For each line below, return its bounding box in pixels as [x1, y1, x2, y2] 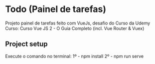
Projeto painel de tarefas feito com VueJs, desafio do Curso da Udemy [5, 20, 151, 26]
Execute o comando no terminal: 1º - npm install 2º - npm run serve [5, 53, 144, 59]
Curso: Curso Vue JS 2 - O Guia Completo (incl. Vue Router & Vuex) [5, 25, 145, 31]
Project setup [5, 40, 48, 48]
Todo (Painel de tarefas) [5, 3, 106, 15]
